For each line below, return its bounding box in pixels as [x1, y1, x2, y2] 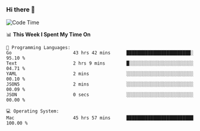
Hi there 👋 [6, 5, 36, 14]
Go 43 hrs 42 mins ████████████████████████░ [6, 50, 194, 56]
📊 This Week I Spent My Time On [6, 31, 91, 38]
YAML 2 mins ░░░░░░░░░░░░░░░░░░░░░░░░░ [6, 71, 194, 77]
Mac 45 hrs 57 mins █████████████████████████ [6, 115, 194, 121]
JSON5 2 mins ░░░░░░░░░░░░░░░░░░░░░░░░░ [6, 81, 194, 87]
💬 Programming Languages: [6, 45, 70, 51]
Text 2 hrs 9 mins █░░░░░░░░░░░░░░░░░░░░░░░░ [6, 60, 194, 66]
